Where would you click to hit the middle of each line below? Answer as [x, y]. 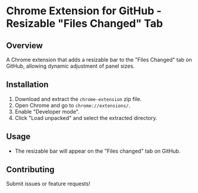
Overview [25, 45]
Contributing [30, 170]
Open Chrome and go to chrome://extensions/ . [73, 105]
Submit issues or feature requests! [48, 184]
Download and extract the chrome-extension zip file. [78, 99]
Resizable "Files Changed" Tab [85, 23]
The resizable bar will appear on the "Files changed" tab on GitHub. [98, 151]
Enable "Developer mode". [47, 112]
